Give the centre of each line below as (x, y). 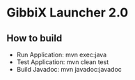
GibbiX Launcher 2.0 (67, 13)
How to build (34, 38)
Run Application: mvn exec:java (62, 54)
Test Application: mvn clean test (63, 62)
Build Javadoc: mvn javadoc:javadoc (69, 69)
